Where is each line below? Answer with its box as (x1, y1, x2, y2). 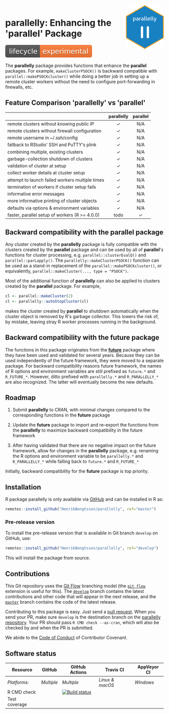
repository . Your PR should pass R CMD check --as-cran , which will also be (5, 620, 159, 626)
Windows (134, 679, 154, 685)
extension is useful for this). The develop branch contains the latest (5, 588, 144, 594)
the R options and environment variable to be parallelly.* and (12, 453, 143, 459)
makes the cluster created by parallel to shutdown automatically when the (5, 308, 159, 314)
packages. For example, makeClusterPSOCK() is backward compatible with (5, 68, 157, 74)
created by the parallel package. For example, (5, 283, 101, 289)
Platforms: (7, 679, 29, 685)
